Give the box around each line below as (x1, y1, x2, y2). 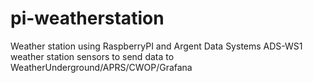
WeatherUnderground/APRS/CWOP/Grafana (10, 61, 193, 73)
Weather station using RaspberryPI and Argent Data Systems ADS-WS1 (10, 40, 303, 52)
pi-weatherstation (10, 7, 165, 30)
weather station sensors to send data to (10, 50, 175, 62)
